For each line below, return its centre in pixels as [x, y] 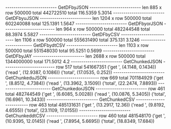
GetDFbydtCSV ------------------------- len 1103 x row [91, 45]
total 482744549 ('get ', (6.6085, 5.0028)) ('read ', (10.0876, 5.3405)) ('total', [86, 94]
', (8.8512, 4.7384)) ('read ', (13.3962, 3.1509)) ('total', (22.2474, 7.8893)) [81, 83]
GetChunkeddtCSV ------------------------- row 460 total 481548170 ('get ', [86, 116]
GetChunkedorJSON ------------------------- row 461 [108, 88]
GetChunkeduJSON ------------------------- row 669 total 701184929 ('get [84, 78]
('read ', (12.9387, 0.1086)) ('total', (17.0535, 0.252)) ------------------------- [85, 72]
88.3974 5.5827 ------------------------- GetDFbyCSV [63, 34]
